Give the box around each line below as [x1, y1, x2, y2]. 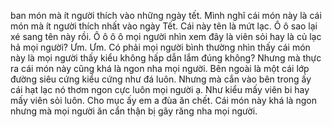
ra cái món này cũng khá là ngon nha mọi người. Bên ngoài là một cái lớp [10, 63, 310, 74]
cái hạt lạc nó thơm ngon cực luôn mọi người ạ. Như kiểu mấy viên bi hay [10, 84, 310, 95]
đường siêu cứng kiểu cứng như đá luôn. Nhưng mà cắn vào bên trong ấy [10, 73, 312, 85]
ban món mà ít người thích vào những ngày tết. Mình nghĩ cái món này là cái [10, 10, 322, 21]
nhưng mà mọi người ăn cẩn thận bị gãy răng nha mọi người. [10, 105, 258, 117]
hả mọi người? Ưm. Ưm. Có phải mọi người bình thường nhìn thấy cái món [10, 41, 311, 53]
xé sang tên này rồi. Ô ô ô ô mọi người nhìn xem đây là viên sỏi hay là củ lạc [10, 31, 322, 42]
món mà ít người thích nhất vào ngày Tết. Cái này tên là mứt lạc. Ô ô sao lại [10, 20, 318, 32]
